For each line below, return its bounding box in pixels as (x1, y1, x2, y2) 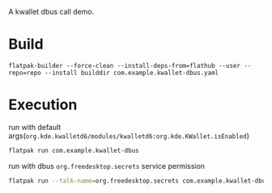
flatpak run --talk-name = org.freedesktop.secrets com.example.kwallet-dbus (8, 177, 270, 185)
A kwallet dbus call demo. (8, 7, 95, 16)
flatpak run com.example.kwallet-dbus (8, 146, 139, 154)
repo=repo (8, 69, 42, 77)
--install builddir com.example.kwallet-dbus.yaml (44, 69, 219, 77)
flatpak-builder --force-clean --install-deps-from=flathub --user (8, 61, 241, 69)
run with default (8, 122, 62, 132)
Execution (8, 96, 78, 114)
